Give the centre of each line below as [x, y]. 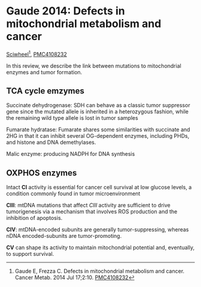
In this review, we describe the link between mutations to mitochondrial [94, 66]
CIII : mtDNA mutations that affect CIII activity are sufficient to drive [88, 206]
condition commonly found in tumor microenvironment [73, 194]
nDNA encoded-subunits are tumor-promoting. [64, 236]
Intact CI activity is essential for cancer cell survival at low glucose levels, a [99, 188]
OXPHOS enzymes [42, 173]
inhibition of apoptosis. [34, 218]
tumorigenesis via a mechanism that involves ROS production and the [92, 212]
